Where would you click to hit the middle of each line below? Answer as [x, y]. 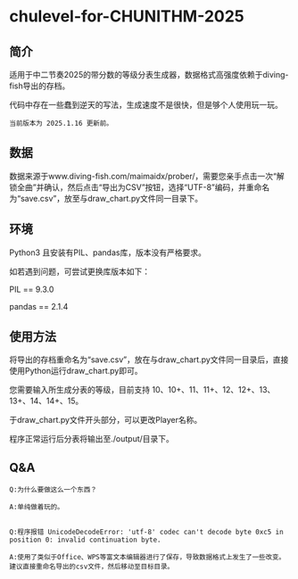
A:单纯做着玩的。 [37, 507]
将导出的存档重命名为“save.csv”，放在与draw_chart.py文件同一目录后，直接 [149, 360]
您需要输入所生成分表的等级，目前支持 [79, 390]
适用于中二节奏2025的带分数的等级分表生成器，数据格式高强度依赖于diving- [149, 74]
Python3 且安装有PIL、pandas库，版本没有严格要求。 [108, 252]
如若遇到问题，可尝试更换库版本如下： [79, 271]
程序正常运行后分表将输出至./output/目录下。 [91, 439]
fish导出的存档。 [40, 86]
